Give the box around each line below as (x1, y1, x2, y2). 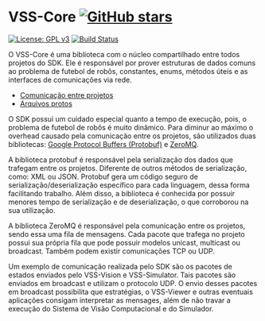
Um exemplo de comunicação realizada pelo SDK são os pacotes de (8, 261, 232, 271)
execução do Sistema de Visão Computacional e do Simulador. (8, 304, 214, 313)
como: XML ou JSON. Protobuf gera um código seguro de (8, 172, 199, 181)
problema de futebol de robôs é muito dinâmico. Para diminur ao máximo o (8, 122, 254, 132)
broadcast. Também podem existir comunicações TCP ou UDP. (8, 246, 215, 256)
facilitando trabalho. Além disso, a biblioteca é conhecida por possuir (8, 188, 236, 198)
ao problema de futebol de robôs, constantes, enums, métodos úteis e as (8, 66, 248, 75)
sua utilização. (8, 205, 56, 215)
